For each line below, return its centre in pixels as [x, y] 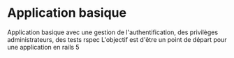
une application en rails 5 [43, 47]
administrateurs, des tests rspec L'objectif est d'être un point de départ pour [117, 39]
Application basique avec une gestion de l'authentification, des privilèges [113, 32]
